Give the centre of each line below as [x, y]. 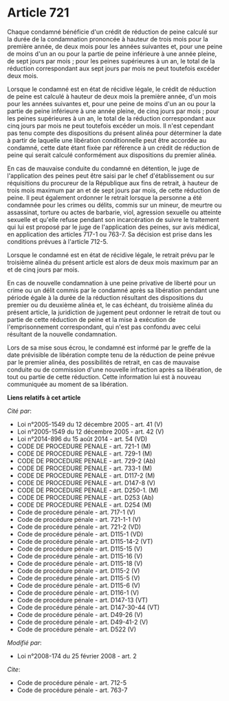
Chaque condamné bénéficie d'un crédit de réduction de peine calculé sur [112, 32]
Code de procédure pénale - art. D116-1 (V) [78, 592]
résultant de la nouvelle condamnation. [62, 334]
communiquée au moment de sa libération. [68, 384]
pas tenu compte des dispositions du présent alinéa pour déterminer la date [115, 133]
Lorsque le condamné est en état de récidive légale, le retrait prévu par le [111, 255]
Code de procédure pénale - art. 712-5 [72, 682]
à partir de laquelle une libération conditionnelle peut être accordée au [107, 140]
